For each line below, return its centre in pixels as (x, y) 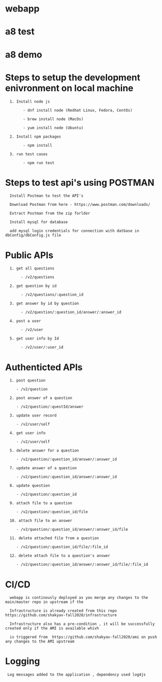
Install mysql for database (39, 222)
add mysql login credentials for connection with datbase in (75, 231)
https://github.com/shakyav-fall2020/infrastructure (61, 615)
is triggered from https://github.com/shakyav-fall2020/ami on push (83, 637)
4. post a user (25, 321)
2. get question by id (33, 286)
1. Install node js (30, 101)
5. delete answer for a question (44, 451)
